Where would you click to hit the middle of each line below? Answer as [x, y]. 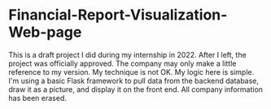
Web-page [45, 32]
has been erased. [38, 98]
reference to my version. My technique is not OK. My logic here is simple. [131, 72]
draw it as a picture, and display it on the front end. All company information [135, 89]
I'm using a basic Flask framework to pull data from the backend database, [133, 81]
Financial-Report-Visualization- [118, 15]
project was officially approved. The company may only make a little [122, 63]
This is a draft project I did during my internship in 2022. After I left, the [127, 54]
